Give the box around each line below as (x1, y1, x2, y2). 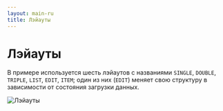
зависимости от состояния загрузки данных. (7, 83, 139, 91)
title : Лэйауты (7, 16, 51, 23)
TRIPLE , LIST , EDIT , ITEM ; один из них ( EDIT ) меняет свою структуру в (7, 76, 208, 84)
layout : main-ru (7, 10, 54, 17)
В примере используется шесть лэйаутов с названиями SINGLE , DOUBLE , (7, 69, 216, 77)
